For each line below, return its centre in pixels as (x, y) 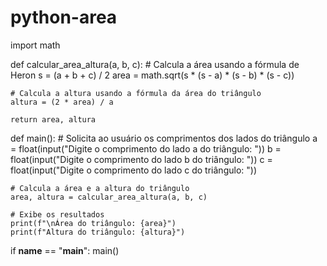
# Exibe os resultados (57, 214)
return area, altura (53, 119)
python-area (64, 17)
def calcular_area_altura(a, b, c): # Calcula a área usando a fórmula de (155, 64)
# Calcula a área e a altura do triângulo (100, 188)
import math (35, 45)
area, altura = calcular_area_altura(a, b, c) (109, 197)
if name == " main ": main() (65, 250)
